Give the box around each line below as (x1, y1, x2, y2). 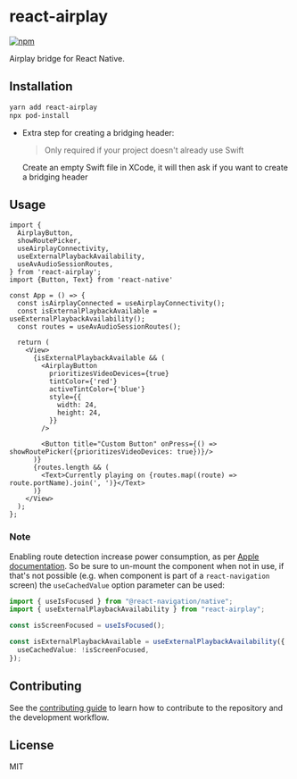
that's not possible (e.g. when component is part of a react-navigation (9, 570, 270, 581)
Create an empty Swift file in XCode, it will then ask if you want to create (21, 162, 288, 172)
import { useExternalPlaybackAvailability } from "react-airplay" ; (9, 605, 266, 614)
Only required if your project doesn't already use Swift (44, 145, 244, 155)
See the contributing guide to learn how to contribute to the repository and (9, 702, 284, 713)
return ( (17, 338, 50, 348)
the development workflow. (9, 712, 110, 723)
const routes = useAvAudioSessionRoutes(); (17, 322, 181, 331)
